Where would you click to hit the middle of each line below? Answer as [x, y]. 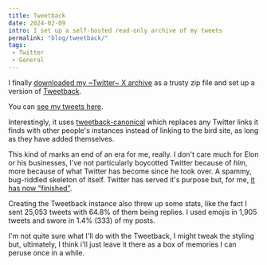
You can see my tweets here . [56, 106]
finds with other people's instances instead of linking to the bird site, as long [133, 130]
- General [28, 60]
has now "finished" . [40, 188]
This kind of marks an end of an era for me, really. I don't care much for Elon [133, 154]
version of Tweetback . [45, 91]
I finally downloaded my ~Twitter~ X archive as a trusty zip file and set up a [132, 82]
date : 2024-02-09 [37, 23]
